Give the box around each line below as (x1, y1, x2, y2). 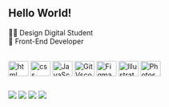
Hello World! (8, 6, 72, 20)
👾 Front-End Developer (8, 36, 84, 46)
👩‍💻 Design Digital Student (8, 27, 94, 37)
